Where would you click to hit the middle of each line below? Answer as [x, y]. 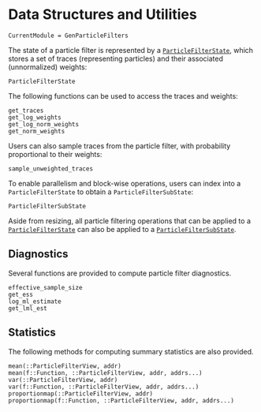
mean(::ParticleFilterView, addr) [65, 366]
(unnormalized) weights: [48, 67]
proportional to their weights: [55, 154]
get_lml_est [28, 308]
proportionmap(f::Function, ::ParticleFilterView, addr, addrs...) [121, 400]
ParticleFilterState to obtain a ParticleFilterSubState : [101, 192]
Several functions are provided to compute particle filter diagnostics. [120, 273]
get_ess [21, 294]
